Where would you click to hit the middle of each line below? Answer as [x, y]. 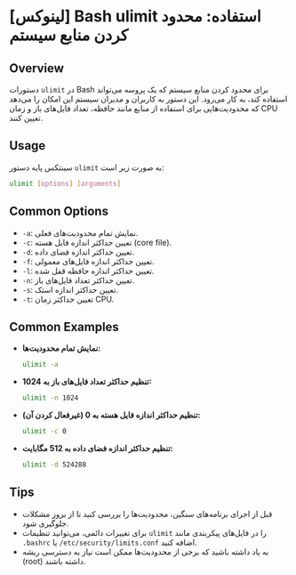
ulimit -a [40, 365]
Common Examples [64, 327]
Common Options [59, 211]
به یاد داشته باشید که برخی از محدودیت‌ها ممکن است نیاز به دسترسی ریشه [145, 551]
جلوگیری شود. [45, 523]
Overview [37, 68]
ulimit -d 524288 [54, 465]
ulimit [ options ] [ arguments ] [65, 183]
